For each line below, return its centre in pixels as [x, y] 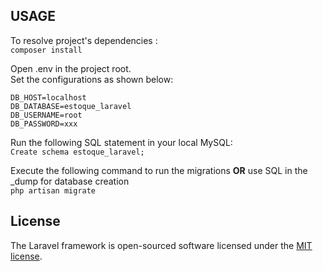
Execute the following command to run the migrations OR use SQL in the [159, 170]
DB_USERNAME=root [46, 115]
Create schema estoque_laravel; [77, 152]
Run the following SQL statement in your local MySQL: [121, 142]
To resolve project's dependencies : [84, 40]
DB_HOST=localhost [48, 97]
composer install [46, 50]
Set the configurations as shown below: [92, 79]
